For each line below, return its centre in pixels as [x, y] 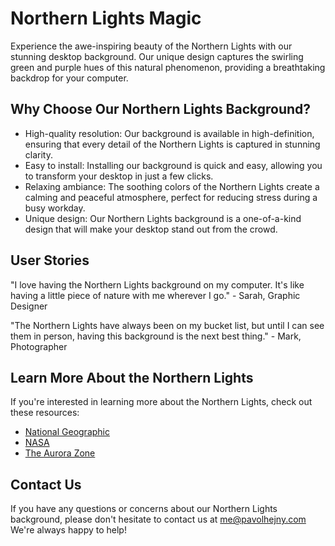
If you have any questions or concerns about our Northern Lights [144, 509]
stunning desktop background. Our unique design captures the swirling [157, 56]
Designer [29, 306]
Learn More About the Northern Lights [132, 377]
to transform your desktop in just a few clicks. [119, 176]
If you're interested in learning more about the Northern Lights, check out [161, 402]
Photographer [39, 346]
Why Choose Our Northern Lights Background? [161, 109]
